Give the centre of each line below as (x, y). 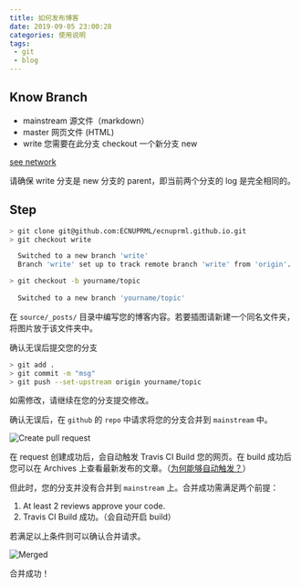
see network (33, 162)
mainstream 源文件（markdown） (86, 121)
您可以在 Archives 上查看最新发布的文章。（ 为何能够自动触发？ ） (130, 468)
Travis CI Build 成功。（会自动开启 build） (99, 517)
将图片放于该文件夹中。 (53, 328)
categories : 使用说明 (48, 35)
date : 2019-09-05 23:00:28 (61, 27)
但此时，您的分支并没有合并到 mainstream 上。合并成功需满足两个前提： (144, 488)
